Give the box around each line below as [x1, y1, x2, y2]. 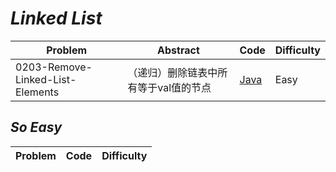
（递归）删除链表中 [127, 65, 218, 79]
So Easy [10, 119, 63, 136]
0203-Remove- [15, 60, 93, 74]
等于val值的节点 [137, 80, 212, 94]
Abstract [157, 43, 200, 57]
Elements [15, 85, 60, 99]
